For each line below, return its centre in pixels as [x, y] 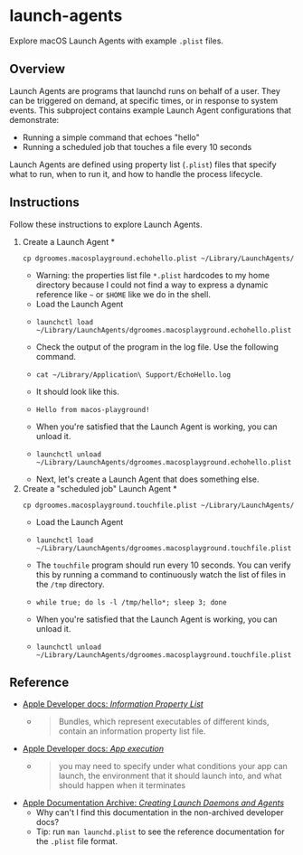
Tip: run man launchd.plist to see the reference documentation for [160, 832]
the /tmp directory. [70, 584]
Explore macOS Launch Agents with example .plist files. [117, 41]
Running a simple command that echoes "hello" [111, 137]
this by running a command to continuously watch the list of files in [161, 574]
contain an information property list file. [132, 731]
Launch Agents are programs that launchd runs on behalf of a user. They [145, 90]
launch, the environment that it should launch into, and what [170, 776]
